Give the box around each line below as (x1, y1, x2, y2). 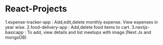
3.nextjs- (131, 24, 150, 30)
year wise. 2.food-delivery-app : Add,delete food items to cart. (5, 24, 131, 30)
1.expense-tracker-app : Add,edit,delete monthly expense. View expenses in (5, 19, 158, 25)
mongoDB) (5, 34, 27, 40)
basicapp (5, 29, 24, 35)
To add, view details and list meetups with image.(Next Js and (27, 29, 152, 35)
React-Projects (5, 3, 67, 14)
